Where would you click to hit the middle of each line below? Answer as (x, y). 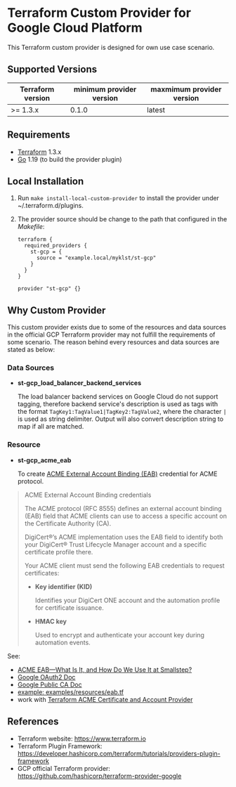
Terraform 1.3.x (39, 152)
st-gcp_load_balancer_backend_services (79, 383)
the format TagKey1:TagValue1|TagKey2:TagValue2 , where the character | (122, 412)
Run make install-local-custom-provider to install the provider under (118, 198)
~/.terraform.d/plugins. (51, 206)
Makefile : (31, 227)
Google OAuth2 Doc (46, 677)
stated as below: (31, 350)
